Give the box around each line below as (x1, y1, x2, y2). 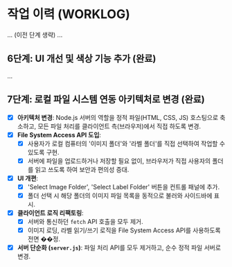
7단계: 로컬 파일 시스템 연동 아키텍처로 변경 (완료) (7, 94, 206, 105)
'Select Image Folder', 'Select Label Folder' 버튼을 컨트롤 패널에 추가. (27, 182, 220, 191)
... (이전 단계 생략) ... (7, 31, 63, 39)
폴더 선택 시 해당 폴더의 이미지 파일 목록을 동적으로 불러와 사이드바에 (27, 191, 213, 200)
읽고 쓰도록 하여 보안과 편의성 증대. (35, 165, 130, 173)
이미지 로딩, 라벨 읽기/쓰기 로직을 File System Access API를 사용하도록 (27, 226, 221, 234)
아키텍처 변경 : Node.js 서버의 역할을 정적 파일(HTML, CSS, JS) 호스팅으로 (17, 113, 219, 121)
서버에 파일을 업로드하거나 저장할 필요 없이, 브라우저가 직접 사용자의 (27, 157, 211, 165)
